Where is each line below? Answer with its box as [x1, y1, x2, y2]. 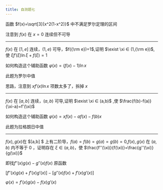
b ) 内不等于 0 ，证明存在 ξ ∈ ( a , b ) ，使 [5, 144, 83, 150]
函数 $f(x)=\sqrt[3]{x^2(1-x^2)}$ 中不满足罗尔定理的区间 [5, 21, 118, 27]
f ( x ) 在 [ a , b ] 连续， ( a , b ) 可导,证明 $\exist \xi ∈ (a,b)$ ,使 [5, 98, 119, 104]
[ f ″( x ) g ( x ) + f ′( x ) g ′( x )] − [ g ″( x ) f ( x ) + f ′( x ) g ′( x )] [5, 170, 94, 175]
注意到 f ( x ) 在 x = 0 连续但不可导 [5, 31, 71, 37]
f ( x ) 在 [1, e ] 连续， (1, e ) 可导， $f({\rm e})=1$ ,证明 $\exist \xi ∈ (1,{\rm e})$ [5, 46, 154, 52]
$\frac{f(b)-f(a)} [119, 98, 152, 104]
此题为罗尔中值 [5, 73, 35, 79]
